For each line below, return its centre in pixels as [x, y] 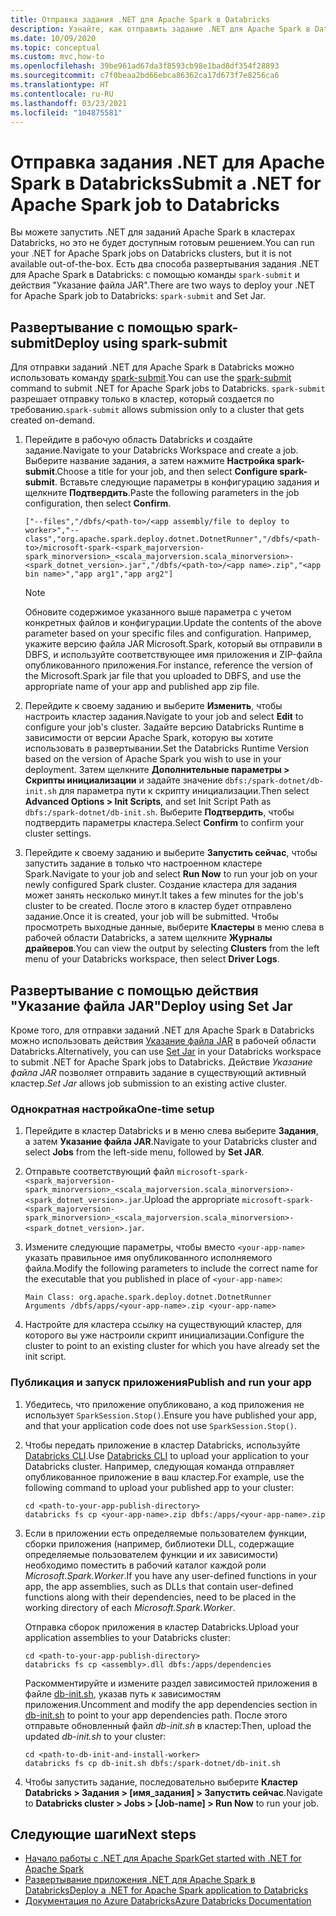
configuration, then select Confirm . [98, 503]
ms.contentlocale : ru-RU [62, 94]
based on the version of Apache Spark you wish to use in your [153, 759]
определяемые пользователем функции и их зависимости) [151, 1554]
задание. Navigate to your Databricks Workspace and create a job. [161, 450]
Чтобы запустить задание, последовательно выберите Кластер [161, 1782]
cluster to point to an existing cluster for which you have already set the [172, 1346]
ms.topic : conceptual [55, 47]
